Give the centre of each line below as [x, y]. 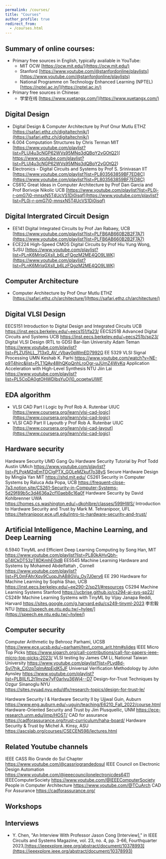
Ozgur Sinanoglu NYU [28, 684]
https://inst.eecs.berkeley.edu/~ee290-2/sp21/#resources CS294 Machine [82, 586]
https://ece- [148, 710]
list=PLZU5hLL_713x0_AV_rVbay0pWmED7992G [54, 353]
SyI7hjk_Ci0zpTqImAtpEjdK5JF [37, 668]
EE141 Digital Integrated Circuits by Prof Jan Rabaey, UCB [71, 228]
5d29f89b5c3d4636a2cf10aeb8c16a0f [45, 493]
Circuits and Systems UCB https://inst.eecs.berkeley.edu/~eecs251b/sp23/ [82, 337]
